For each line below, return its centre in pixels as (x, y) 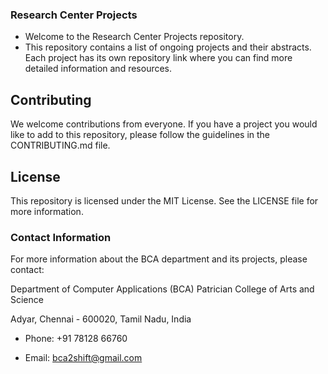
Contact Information (61, 237)
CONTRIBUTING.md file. (60, 145)
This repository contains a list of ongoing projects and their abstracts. (168, 47)
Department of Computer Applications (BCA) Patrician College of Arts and (162, 289)
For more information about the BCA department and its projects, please (159, 259)
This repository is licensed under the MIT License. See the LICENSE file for (164, 200)
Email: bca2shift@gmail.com (83, 358)
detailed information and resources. (98, 69)
